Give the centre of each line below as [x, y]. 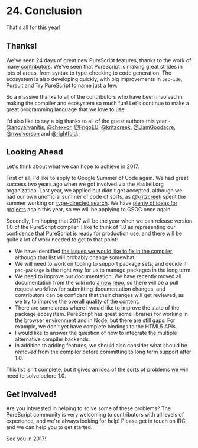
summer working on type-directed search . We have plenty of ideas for [92, 203]
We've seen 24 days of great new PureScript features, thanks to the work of [99, 60]
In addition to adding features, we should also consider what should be [101, 345]
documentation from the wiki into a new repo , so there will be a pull [96, 282]
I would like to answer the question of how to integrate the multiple [96, 333]
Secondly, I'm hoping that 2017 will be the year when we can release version [99, 221]
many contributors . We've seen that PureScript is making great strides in [95, 66]
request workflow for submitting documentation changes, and [90, 289]
